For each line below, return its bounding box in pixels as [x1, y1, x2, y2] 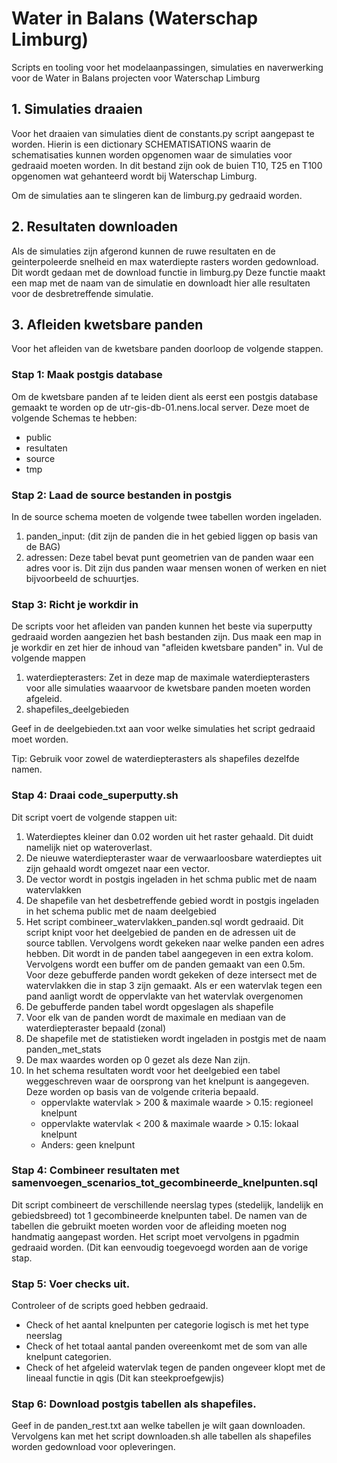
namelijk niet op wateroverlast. [25, 841, 153, 853]
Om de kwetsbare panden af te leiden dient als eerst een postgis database [11, 390, 319, 402]
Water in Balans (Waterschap [11, 7, 259, 30]
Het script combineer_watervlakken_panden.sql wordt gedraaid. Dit [25, 915, 304, 927]
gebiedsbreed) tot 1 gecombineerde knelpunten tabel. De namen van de [11, 1209, 308, 1221]
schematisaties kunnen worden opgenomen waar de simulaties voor [11, 148, 293, 161]
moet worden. [11, 733, 69, 746]
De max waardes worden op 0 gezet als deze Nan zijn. [25, 1053, 251, 1066]
